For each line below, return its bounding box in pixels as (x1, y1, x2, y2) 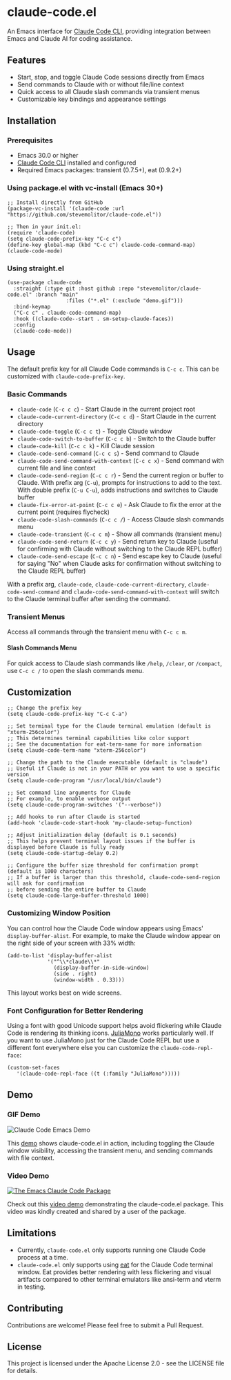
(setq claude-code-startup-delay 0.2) (7, 850, 119, 857)
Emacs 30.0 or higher (17, 151, 79, 160)
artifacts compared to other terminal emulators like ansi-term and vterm (17, 1275, 221, 1283)
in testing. (17, 1282, 46, 1291)
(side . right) (53, 970, 97, 977)
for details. (7, 1367, 38, 1375)
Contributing (7, 1303, 63, 1314)
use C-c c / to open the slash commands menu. (7, 666, 145, 674)
